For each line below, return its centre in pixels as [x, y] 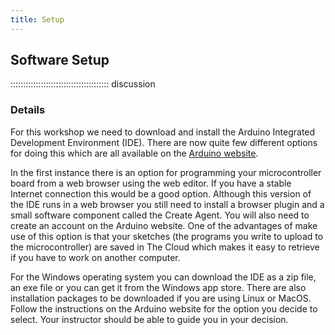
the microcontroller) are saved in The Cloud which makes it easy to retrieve [165, 247]
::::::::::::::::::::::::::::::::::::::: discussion [83, 84]
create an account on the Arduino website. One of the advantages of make [164, 225]
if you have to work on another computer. [95, 257]
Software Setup [60, 60]
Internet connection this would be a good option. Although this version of [161, 193]
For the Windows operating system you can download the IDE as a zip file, [163, 277]
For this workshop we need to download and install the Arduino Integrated [163, 132]
